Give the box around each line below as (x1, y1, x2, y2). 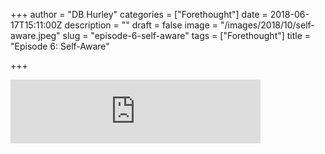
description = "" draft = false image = (64, 19, 219, 31)
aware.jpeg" (10, 30, 61, 41)
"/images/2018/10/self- (219, 19, 315, 31)
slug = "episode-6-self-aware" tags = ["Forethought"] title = (62, 30, 312, 41)
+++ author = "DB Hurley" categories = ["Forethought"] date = (10, 9, 268, 20)
